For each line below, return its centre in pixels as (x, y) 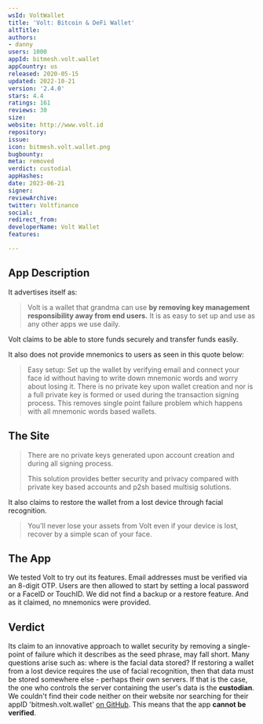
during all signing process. (70, 463)
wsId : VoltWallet (37, 15)
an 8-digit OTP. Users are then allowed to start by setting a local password (128, 586)
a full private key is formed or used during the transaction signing (133, 394)
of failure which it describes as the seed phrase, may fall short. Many (138, 655)
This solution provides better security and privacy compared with (133, 478)
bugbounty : (26, 154)
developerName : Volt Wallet (54, 227)
